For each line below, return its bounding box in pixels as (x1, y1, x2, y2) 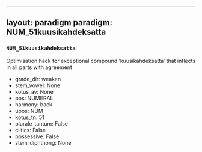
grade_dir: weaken (14, 75, 61, 82)
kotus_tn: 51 (14, 114, 45, 121)
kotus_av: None (14, 88, 54, 95)
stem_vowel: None (14, 82, 61, 89)
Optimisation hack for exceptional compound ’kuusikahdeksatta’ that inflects (6, 57, 196, 64)
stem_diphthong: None (14, 139, 72, 146)
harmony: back (14, 100, 53, 108)
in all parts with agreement (6, 64, 72, 71)
